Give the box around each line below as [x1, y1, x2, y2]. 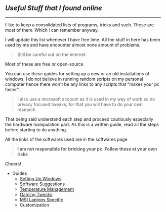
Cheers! [5, 160, 21, 166]
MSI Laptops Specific [19, 197, 63, 203]
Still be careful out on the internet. [17, 52, 87, 57]
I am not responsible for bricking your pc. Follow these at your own [17, 146, 157, 152]
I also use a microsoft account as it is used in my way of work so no [17, 96, 155, 102]
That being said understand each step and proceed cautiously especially [5, 116, 154, 122]
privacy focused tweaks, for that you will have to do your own [17, 101, 143, 107]
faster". [5, 86, 20, 92]
